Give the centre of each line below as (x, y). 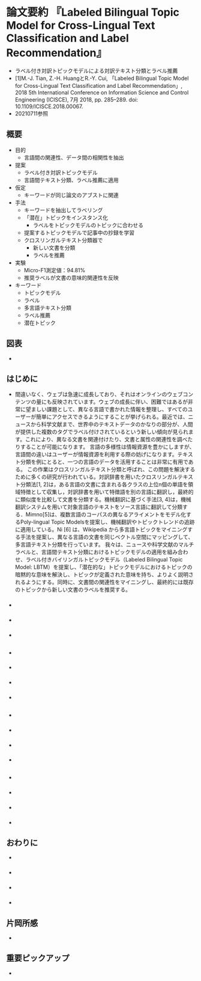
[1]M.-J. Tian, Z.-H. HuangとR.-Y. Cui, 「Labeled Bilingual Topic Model (102, 78)
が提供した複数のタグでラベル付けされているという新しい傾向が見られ (102, 432)
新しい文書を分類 (54, 248)
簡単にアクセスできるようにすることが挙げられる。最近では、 (112, 417)
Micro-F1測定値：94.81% (55, 270)
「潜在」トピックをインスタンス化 (66, 218)
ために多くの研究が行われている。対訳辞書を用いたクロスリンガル (96, 477)
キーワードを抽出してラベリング (63, 210)
